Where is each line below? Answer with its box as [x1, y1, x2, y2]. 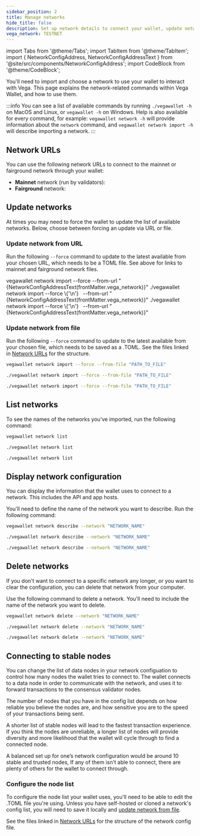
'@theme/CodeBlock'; [6, 66, 61, 73]
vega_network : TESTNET [6, 31, 62, 37]
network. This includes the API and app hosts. [6, 494, 119, 501]
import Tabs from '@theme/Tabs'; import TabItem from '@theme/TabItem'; [6, 47, 189, 54]
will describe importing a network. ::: [6, 128, 96, 135]
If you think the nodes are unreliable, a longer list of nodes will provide [6, 728, 179, 735]
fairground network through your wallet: [6, 167, 104, 174]
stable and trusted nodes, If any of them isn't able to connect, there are [6, 759, 181, 766]
